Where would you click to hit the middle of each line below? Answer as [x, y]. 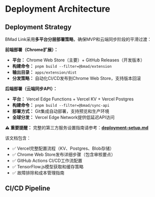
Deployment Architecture [58, 9]
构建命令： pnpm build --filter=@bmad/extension [62, 66]
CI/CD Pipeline [28, 188]
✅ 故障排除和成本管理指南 [38, 173]
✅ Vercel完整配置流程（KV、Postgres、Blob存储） [63, 148]
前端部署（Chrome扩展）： [32, 49]
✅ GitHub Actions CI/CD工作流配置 [47, 160]
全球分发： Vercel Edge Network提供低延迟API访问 [63, 117]
